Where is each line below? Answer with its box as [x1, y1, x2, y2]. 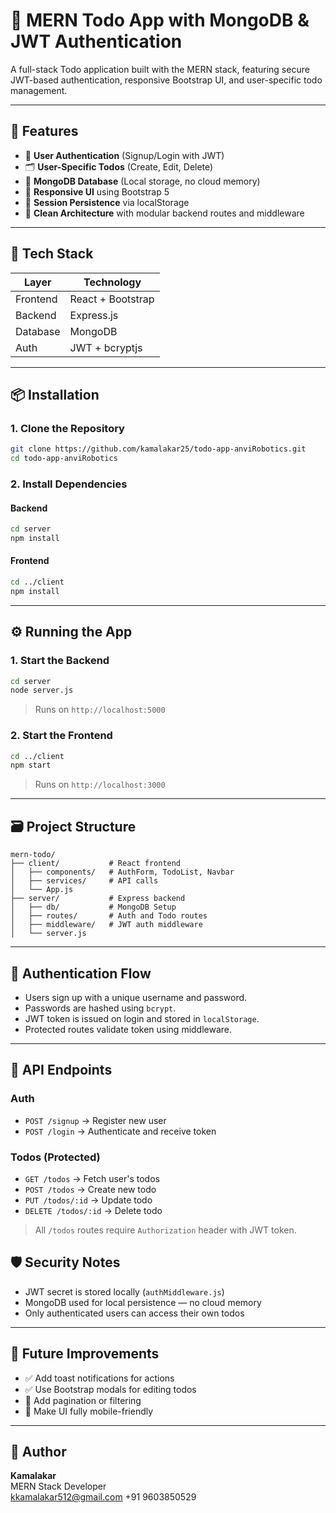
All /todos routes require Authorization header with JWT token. [34, 1224, 297, 1236]
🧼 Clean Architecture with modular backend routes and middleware [24, 207, 305, 219]
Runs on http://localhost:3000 [34, 779, 166, 791]
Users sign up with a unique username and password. [24, 991, 248, 1003]
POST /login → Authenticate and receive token [24, 1125, 217, 1137]
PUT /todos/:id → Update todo [24, 1194, 153, 1206]
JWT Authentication [10, 30, 183, 53]
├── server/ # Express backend [10, 894, 186, 904]
